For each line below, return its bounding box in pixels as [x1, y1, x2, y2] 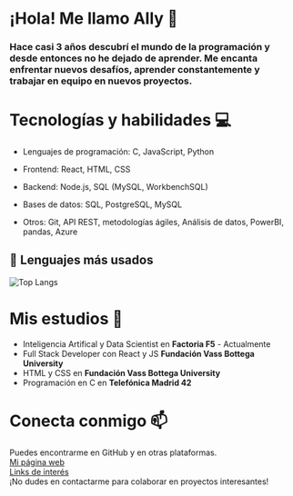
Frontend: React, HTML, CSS [22, 164, 131, 175]
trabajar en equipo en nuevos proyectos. [9, 74, 193, 87]
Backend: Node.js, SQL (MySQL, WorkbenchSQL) [22, 182, 209, 193]
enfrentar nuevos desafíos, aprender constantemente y [9, 64, 261, 76]
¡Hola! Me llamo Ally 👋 [9, 8, 178, 29]
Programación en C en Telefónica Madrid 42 [22, 377, 192, 388]
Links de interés [9, 466, 70, 477]
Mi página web [9, 456, 66, 467]
